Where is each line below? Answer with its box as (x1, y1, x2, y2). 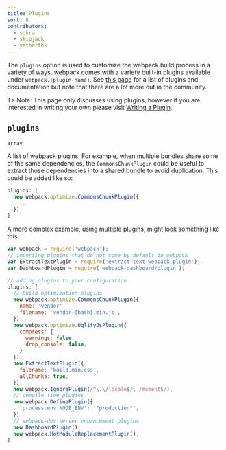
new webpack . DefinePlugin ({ (13, 398, 94, 405)
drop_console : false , (25, 341, 88, 348)
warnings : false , (25, 335, 75, 341)
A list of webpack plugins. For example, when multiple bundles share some (7, 152, 218, 160)
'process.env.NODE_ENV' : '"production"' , (19, 405, 139, 412)
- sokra (13, 29, 36, 36)
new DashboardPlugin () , (13, 424, 81, 431)
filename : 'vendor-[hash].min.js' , (19, 309, 121, 316)
